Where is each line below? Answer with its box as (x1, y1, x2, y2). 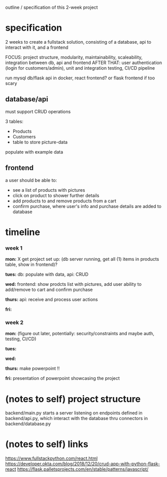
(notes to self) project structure (5, 393, 141, 405)
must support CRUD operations (5, 108, 71, 114)
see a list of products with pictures (12, 187, 85, 193)
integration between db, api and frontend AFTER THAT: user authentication (5, 59, 162, 66)
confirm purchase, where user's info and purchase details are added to (12, 203, 161, 209)
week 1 (5, 244, 23, 251)
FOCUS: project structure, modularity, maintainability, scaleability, (5, 54, 143, 60)
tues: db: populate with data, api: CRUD (5, 272, 89, 278)
